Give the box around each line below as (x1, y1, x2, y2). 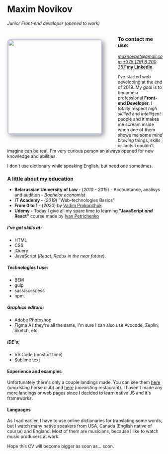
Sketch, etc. (14, 327, 39, 333)
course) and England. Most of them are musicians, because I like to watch (7, 428, 159, 435)
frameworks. (7, 395, 33, 401)
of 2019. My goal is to (118, 84, 162, 90)
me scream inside (118, 121, 155, 127)
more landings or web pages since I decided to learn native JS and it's (7, 390, 151, 396)
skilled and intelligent (118, 111, 161, 117)
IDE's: (7, 339, 20, 345)
